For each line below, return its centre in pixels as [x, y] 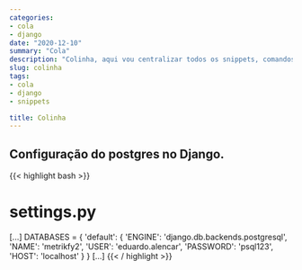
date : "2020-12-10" [46, 43]
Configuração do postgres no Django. [117, 154]
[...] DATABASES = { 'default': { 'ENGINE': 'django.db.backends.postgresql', [148, 237]
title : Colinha [38, 118]
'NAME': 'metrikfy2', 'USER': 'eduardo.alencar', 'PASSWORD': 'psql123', [142, 247]
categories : [31, 18]
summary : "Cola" [40, 51]
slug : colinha [36, 68]
